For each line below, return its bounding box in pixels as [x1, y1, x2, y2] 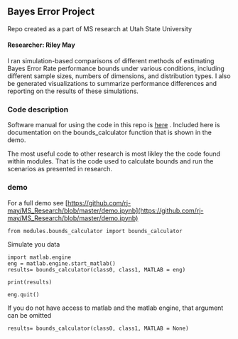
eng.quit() [7, 291, 40, 298]
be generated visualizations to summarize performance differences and [7, 80, 217, 88]
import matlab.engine [7, 254, 72, 261]
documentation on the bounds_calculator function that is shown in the [7, 128, 212, 137]
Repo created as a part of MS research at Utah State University [7, 24, 192, 33]
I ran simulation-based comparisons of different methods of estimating [7, 57, 215, 65]
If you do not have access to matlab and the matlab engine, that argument [7, 303, 224, 312]
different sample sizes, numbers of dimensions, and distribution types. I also [7, 72, 231, 80]
